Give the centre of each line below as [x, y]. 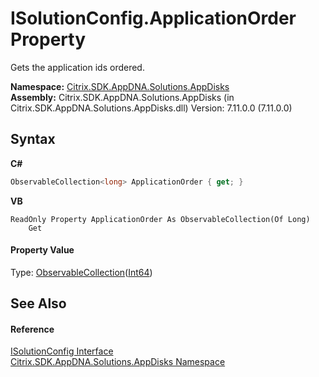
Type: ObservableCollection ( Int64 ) [81, 272]
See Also [38, 303]
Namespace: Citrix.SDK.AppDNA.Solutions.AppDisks [120, 86]
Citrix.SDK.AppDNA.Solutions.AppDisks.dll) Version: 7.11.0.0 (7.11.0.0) [151, 108]
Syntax [33, 139]
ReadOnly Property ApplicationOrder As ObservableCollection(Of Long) [160, 219]
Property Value [42, 250]
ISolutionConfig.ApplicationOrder [153, 18]
